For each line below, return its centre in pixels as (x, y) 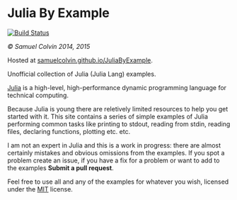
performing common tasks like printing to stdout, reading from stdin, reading (119, 124)
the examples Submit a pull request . (61, 167)
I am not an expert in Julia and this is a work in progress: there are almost (114, 145)
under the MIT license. (40, 189)
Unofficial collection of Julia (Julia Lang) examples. (82, 74)
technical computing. (38, 95)
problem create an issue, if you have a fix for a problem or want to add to (114, 160)
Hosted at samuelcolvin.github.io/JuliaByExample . (80, 60)
